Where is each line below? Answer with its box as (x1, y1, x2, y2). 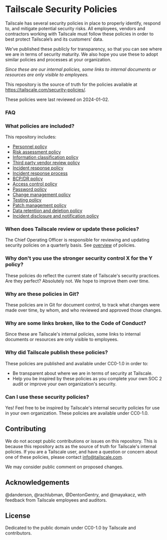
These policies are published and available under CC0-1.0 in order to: (5, 360, 149, 366)
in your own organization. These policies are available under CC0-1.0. (5, 410, 149, 416)
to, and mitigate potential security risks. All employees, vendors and (5, 25, 145, 31)
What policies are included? (5, 122, 75, 129)
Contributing (5, 424, 46, 433)
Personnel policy (12, 144, 48, 150)
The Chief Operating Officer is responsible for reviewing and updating (5, 237, 149, 243)
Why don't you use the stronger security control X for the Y (5, 255, 153, 262)
